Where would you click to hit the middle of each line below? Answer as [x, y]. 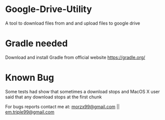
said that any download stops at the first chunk [53, 97]
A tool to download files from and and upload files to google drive [73, 23]
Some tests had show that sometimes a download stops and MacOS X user [82, 91]
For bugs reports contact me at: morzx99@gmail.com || [62, 106]
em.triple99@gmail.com [30, 112]
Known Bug [29, 78]
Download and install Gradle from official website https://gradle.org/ [75, 57]
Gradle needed [36, 43]
